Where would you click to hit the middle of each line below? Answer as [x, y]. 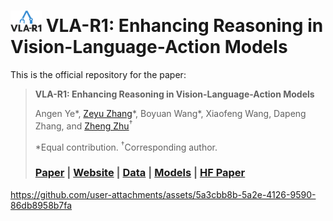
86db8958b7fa [41, 205]
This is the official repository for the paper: [98, 75]
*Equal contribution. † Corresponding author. [126, 146]
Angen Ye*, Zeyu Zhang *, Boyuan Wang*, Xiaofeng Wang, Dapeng [170, 114]
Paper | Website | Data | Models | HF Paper [140, 173]
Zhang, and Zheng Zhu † [83, 125]
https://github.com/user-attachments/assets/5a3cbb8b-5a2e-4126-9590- [163, 194]
